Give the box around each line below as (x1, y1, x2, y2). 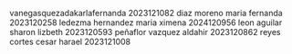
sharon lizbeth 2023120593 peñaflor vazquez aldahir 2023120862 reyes (9, 27, 281, 37)
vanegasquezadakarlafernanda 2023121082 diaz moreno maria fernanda (9, 8, 283, 18)
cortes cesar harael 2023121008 (9, 36, 131, 47)
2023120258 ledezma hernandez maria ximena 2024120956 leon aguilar (9, 17, 283, 28)
